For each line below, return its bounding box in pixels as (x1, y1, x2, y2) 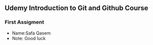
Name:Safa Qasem (11, 30, 51, 36)
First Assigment (4, 19, 44, 26)
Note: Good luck (11, 35, 46, 41)
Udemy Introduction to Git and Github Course (4, 4, 148, 12)
